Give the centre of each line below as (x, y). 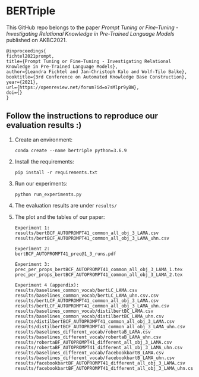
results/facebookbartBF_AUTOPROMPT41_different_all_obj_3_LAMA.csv (100, 363)
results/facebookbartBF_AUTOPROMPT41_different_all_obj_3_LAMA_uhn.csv (105, 368)
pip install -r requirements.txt (56, 172)
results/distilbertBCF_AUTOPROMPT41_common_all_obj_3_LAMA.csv (95, 321)
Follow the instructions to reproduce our (82, 116)
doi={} (14, 92)
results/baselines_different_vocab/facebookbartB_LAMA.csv (89, 353)
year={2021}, (22, 82)
